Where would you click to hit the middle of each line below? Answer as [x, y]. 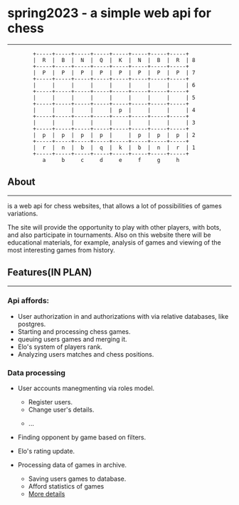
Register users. [51, 402]
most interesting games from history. [61, 250]
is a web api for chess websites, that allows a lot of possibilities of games [115, 205]
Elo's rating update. [46, 452]
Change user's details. [61, 410]
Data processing [37, 372]
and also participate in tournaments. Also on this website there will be [109, 235]
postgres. [32, 324]
